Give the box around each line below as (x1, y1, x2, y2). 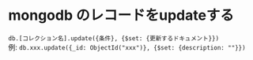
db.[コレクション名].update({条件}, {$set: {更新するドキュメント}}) (8, 34, 220, 43)
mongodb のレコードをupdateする (8, 6, 235, 24)
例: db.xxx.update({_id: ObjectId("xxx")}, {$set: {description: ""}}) (8, 42, 247, 51)
